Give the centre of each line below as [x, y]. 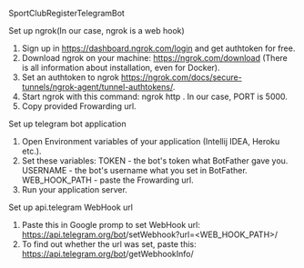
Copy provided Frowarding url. [79, 106]
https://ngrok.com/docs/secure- [181, 77]
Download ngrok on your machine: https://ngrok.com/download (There [155, 58]
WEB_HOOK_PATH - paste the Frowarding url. [108, 180]
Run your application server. [75, 189]
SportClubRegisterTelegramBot [66, 13]
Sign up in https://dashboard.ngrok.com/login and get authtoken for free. [158, 48]
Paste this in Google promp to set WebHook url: [111, 225]
